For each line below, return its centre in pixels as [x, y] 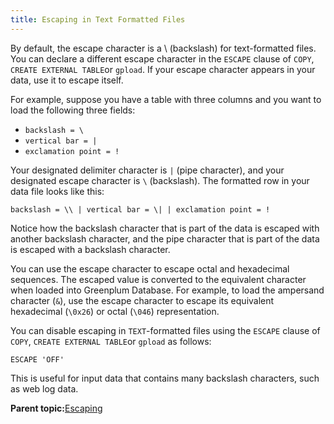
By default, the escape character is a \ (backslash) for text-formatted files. [163, 48]
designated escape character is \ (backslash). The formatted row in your [160, 180]
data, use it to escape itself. [67, 80]
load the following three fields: [73, 110]
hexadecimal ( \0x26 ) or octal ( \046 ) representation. [115, 311]
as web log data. [44, 388]
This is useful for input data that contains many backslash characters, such [165, 378]
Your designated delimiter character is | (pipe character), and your [147, 170]
